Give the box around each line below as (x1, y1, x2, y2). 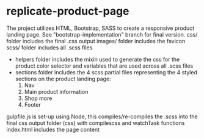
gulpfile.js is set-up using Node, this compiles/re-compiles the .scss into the (6, 113, 198, 120)
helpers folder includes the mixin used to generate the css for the (15, 55, 180, 63)
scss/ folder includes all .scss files (6, 44, 93, 51)
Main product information (24, 88, 89, 95)
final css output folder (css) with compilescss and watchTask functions (6, 119, 185, 126)
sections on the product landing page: (15, 75, 111, 82)
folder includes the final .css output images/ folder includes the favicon (6, 37, 186, 45)
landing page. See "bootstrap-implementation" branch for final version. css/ (6, 30, 198, 38)
